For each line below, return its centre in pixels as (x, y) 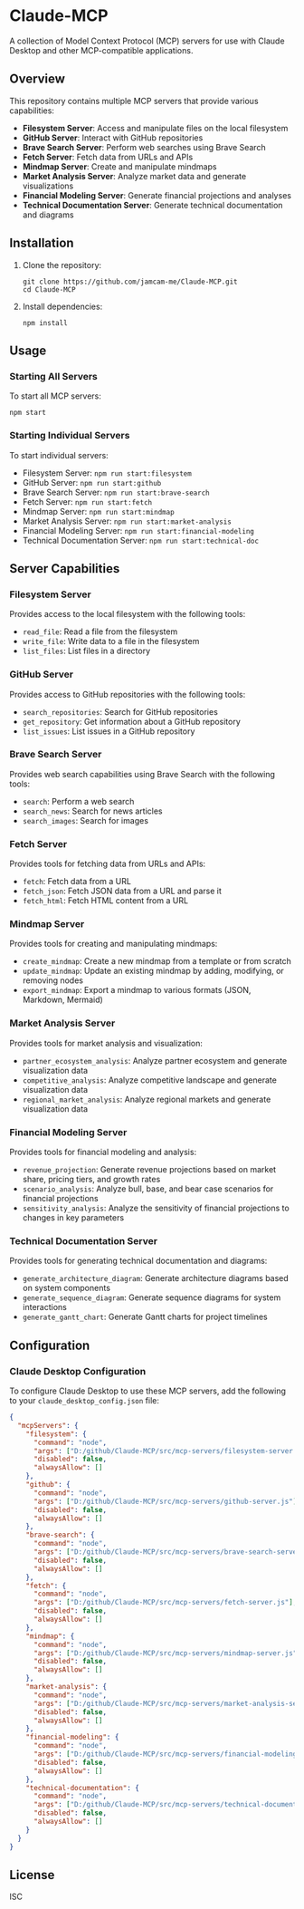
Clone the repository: (62, 265)
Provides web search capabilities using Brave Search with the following (142, 774)
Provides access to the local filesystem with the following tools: (128, 614)
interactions (45, 1307)
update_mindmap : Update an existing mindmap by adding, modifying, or (153, 971)
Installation (42, 243)
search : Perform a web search (78, 801)
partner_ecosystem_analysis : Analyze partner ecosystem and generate (155, 1060)
